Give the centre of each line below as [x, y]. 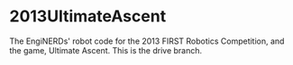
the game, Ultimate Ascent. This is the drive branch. [106, 50]
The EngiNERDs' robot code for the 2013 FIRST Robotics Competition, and [147, 41]
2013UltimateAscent [88, 16]
